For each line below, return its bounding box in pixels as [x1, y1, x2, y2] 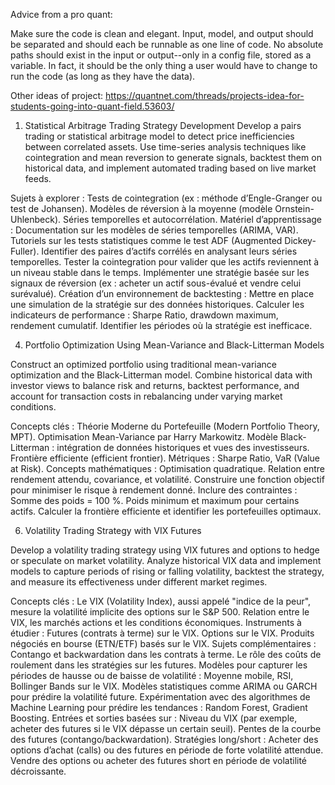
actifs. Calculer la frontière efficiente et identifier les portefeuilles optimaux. [10, 505, 322, 517]
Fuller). [10, 245, 40, 257]
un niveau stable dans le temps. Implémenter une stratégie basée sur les [10, 267, 310, 278]
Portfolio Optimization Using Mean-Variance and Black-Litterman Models [24, 339, 325, 351]
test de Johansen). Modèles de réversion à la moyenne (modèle [10, 203, 273, 214]
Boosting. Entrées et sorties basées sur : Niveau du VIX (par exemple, [10, 712, 298, 724]
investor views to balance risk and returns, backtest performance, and [10, 380, 300, 391]
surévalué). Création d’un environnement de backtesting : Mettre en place [10, 288, 315, 299]
